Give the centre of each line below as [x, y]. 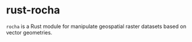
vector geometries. [29, 32]
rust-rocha [33, 10]
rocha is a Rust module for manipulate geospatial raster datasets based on [96, 26]
